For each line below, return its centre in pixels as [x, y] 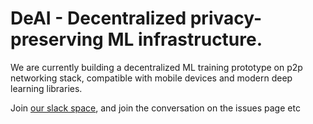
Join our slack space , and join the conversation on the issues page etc [155, 108]
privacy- [226, 18]
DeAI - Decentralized [98, 18]
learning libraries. [46, 88]
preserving [57, 39]
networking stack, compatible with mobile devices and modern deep [151, 78]
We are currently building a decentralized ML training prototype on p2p [156, 67]
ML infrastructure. [185, 39]
